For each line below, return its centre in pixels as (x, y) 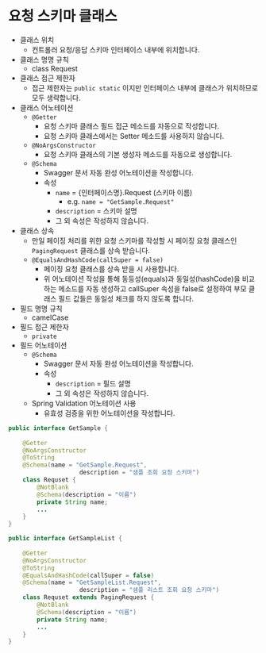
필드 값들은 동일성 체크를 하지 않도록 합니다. (126, 298)
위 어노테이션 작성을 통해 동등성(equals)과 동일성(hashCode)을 (142, 278)
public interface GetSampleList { (66, 539)
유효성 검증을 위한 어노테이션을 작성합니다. (109, 413)
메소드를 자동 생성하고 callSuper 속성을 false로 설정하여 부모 (153, 288)
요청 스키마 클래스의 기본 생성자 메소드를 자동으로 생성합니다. (138, 154)
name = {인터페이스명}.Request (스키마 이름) (124, 192)
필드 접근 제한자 (44, 327)
